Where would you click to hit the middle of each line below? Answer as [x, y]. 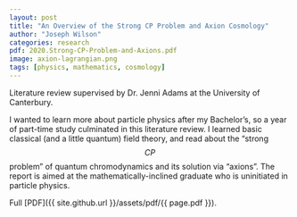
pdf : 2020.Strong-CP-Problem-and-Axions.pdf [93, 51]
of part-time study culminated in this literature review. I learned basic [136, 129]
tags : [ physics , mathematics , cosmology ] [87, 68]
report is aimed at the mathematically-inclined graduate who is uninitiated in [148, 176]
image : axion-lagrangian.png [63, 59]
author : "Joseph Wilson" [55, 34]
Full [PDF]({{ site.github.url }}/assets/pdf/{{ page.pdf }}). [113, 203]
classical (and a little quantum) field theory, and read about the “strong [139, 138]
